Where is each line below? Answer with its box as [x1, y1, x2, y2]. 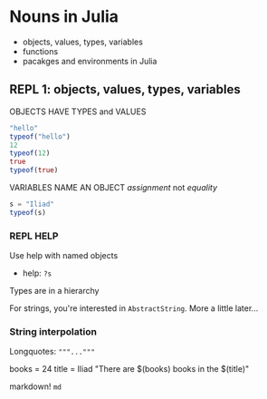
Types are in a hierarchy [9, 286, 100, 297]
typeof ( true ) [9, 166, 59, 175]
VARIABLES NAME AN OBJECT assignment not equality [9, 182, 218, 192]
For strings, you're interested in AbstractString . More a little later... [9, 303, 259, 314]
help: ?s [22, 268, 52, 278]
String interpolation [9, 325, 98, 337]
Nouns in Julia [9, 6, 119, 27]
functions [22, 45, 59, 56]
